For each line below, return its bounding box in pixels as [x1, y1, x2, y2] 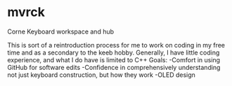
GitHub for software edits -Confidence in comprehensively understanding [7, 63, 221, 71]
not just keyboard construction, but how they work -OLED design [7, 71, 195, 79]
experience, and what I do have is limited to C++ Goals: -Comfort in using [7, 55, 220, 64]
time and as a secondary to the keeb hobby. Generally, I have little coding [7, 48, 220, 57]
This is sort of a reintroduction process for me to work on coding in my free [7, 41, 226, 49]
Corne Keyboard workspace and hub [7, 27, 115, 36]
